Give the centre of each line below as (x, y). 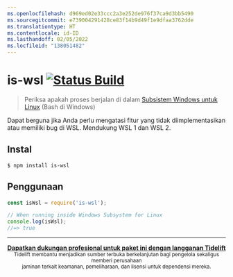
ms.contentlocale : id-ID (43, 33)
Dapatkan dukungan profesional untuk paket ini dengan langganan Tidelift (116, 248)
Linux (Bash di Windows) (60, 107)
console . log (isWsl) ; (37, 222)
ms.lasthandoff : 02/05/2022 (48, 40)
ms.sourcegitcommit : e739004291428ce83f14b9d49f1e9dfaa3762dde (101, 20)
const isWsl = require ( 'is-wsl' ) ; (57, 203)
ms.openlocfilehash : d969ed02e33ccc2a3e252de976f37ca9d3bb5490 (101, 14)
